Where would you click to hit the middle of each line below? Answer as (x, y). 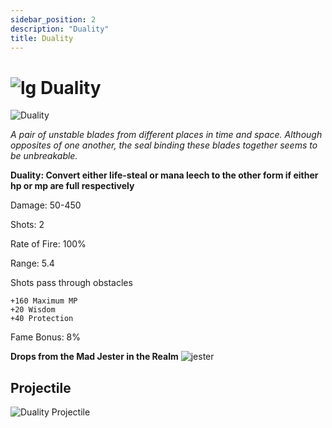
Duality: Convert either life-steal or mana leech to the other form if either (164, 175)
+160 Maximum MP (44, 301)
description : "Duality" (60, 29)
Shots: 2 (27, 225)
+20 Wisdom (33, 310)
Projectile (41, 387)
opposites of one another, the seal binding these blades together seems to (164, 145)
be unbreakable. (44, 156)
